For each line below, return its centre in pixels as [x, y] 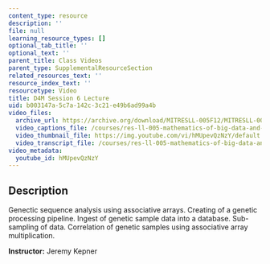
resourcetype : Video [43, 91]
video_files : [30, 113]
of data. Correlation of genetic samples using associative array [144, 227]
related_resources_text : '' [55, 76]
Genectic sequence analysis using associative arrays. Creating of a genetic [133, 210]
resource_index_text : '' [50, 83]
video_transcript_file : [55, 143]
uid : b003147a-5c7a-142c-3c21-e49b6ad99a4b [82, 105]
